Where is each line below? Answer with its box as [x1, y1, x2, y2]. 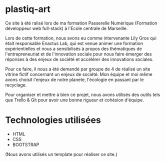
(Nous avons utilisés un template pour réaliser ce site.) [5, 151, 117, 157]
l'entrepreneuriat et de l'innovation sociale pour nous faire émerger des [5, 51, 152, 57]
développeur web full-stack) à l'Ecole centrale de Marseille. [5, 25, 128, 31]
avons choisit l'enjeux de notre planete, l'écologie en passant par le [5, 76, 144, 82]
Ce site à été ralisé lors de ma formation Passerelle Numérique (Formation [5, 20, 157, 26]
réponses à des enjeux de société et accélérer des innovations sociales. [5, 56, 153, 62]
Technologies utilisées [5, 114, 101, 126]
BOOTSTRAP [12, 141, 39, 147]
